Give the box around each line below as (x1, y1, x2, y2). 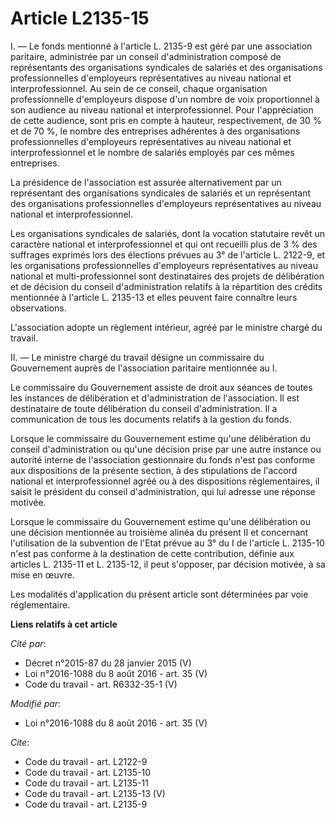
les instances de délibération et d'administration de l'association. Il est (10, 392, 300, 404)
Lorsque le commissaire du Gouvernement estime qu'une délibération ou (10, 515, 311, 527)
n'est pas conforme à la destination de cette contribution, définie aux (10, 547, 295, 559)
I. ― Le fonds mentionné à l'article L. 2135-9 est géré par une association (10, 40, 313, 52)
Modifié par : (10, 697, 62, 709)
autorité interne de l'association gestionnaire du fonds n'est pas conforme (10, 453, 316, 466)
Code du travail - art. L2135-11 (24, 777, 149, 789)
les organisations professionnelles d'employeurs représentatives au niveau (10, 259, 318, 271)
